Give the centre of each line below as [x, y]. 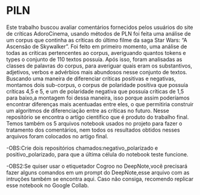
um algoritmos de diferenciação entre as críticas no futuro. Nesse [88, 110]
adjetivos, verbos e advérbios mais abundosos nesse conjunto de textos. [97, 72]
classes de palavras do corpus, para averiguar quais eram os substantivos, [99, 66]
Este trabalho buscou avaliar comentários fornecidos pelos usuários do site [100, 27]
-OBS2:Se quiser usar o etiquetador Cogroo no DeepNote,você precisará [97, 166]
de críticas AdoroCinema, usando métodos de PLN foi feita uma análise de [98, 33]
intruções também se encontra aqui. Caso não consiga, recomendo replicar [100, 179]
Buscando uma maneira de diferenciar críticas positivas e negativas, [91, 78]
